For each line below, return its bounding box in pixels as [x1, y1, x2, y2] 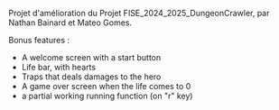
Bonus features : [8, 35, 70, 45]
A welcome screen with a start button [21, 52, 162, 62]
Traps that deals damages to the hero [21, 71, 162, 82]
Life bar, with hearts [21, 62, 97, 72]
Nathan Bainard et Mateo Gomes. [8, 17, 133, 28]
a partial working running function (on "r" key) [21, 90, 193, 101]
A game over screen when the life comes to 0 [21, 81, 191, 91]
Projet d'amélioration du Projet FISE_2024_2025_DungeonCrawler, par [8, 8, 270, 18]
